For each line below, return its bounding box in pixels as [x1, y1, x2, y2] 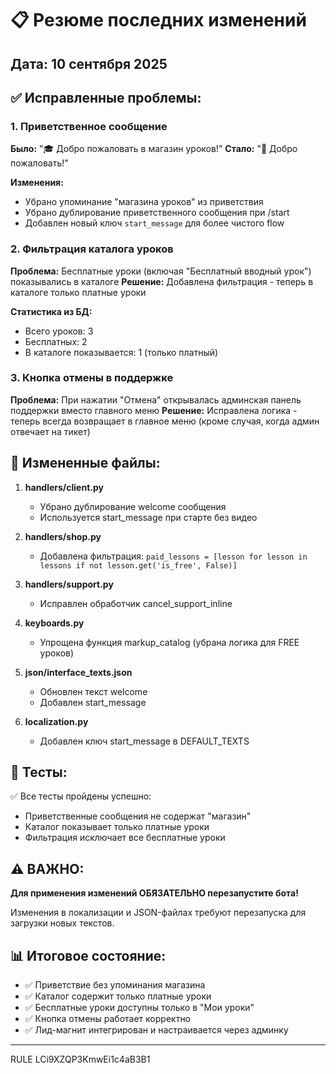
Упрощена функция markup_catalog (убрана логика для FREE [39, 636, 300, 648]
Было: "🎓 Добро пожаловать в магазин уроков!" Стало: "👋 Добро [10, 143, 298, 155]
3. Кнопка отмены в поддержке [10, 371, 174, 385]
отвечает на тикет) [10, 425, 91, 437]
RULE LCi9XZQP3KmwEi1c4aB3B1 [10, 1053, 151, 1066]
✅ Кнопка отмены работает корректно [24, 1013, 192, 1025]
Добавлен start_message [39, 696, 147, 708]
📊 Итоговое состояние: [10, 947, 167, 964]
